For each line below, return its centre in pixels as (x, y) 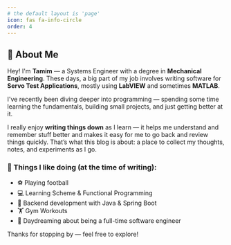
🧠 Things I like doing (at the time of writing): (82, 167)
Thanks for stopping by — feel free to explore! (73, 234)
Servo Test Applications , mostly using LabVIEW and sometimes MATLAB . (113, 86)
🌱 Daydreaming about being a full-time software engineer (99, 221)
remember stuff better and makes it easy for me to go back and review (108, 135)
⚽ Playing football (43, 183)
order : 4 (20, 26)
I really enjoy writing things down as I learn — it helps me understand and (113, 127)
